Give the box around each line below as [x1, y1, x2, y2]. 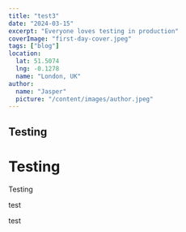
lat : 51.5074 [15, 58, 60, 66]
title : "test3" [8, 11, 60, 20]
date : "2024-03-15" [8, 19, 74, 28]
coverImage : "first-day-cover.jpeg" [8, 34, 132, 43]
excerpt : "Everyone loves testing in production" [8, 27, 180, 35]
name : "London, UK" [15, 72, 82, 80]
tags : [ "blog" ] [8, 42, 60, 50]
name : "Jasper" [15, 87, 67, 96]
